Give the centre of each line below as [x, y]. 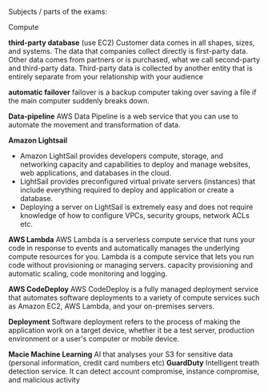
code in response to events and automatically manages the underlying [124, 248]
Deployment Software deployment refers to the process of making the [124, 321]
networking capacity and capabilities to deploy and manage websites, [135, 164]
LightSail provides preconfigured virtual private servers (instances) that [138, 181]
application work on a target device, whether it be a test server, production [131, 330]
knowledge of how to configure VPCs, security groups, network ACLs [134, 215]
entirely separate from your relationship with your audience [106, 77]
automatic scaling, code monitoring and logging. [88, 273]
